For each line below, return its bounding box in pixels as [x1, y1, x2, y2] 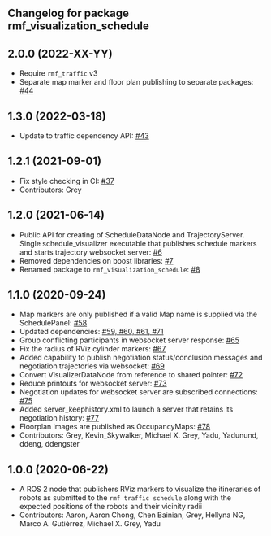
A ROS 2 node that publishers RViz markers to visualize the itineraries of [19, 484, 261, 495]
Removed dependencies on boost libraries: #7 [19, 255, 174, 265]
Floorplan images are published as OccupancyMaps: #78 [19, 422, 211, 432]
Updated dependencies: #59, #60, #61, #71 [19, 327, 164, 337]
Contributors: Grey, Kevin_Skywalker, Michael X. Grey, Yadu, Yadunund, [19, 430, 259, 440]
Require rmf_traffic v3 [19, 68, 98, 78]
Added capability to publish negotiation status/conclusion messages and [19, 353, 263, 363]
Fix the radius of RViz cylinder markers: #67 [19, 344, 166, 354]
